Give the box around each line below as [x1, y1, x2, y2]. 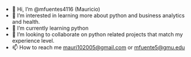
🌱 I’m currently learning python [11, 24, 89, 31]
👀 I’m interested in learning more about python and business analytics [11, 12, 185, 19]
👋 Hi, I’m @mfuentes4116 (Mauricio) [11, 6, 100, 12]
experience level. [11, 37, 55, 44]
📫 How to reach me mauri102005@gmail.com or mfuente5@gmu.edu [11, 44, 185, 50]
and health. [11, 18, 40, 25]
